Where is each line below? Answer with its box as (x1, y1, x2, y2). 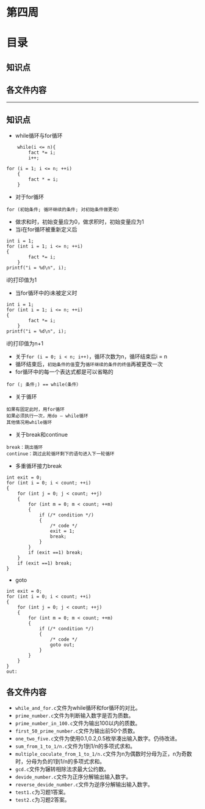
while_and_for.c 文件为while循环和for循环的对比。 (15, 704, 142, 712)
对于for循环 (15, 194, 45, 201)
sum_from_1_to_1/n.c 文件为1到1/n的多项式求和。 (15, 742, 136, 750)
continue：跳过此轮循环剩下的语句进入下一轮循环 (6, 451, 115, 457)
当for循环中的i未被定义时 (15, 289, 77, 297)
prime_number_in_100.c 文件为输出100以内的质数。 (15, 720, 141, 727)
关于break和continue (15, 431, 68, 438)
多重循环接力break (15, 462, 62, 470)
